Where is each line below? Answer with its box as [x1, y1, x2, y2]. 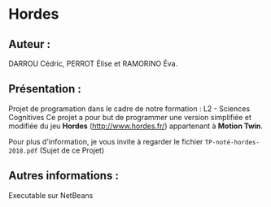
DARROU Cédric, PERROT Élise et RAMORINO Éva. [8, 58, 178, 68]
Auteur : [8, 37, 51, 51]
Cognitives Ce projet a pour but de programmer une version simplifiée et [8, 112, 252, 122]
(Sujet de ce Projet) [39, 145, 105, 155]
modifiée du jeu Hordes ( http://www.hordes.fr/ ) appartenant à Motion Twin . [8, 121, 263, 131]
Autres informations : [8, 169, 120, 183]
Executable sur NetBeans [8, 190, 94, 200]
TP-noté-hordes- [204, 138, 260, 146]
